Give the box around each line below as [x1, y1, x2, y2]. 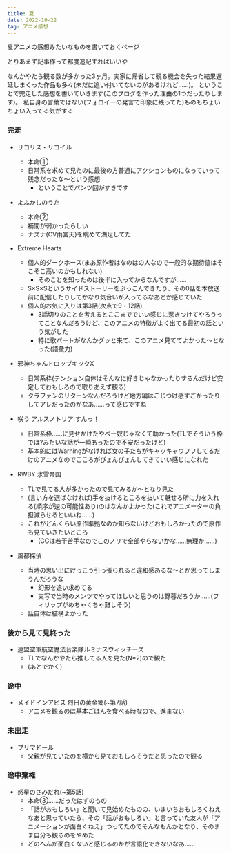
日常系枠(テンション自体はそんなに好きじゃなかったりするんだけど [27, 374, 217, 382]
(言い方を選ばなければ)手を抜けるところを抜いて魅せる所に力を [27, 493, 208, 501]
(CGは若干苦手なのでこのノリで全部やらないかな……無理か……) [37, 537, 217, 545]
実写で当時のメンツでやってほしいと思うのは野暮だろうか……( [37, 592, 214, 600]
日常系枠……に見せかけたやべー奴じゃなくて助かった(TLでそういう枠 [27, 429, 223, 438]
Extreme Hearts [17, 243, 62, 252]
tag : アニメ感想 [7, 23, 49, 30]
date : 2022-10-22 [7, 17, 57, 24]
